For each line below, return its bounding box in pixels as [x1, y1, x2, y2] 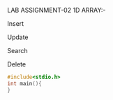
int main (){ [7, 80, 42, 87]
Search [7, 47, 28, 55]
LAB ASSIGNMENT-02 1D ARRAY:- [7, 6, 106, 14]
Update [7, 33, 29, 41]
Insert [7, 20, 24, 27]
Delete [7, 60, 27, 69]
